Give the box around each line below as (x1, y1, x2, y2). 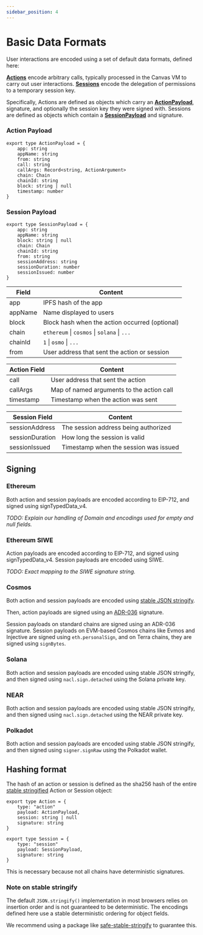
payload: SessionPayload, (17, 847, 83, 853)
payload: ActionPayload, (17, 810, 80, 816)
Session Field (12, 413, 53, 422)
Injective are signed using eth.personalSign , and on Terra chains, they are (6, 633, 192, 641)
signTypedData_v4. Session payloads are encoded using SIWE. (6, 556, 164, 563)
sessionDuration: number (17, 264, 80, 270)
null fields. (6, 520, 32, 527)
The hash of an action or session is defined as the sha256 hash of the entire (6, 780, 198, 788)
